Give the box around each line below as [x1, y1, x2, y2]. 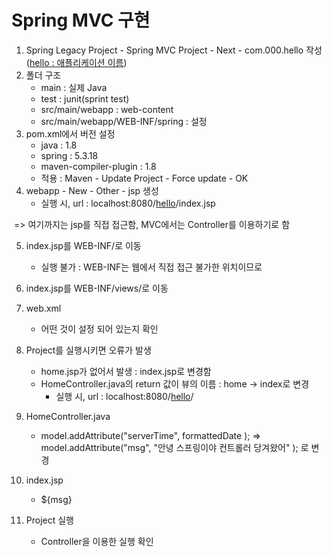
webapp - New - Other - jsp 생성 [25, 184, 159, 196]
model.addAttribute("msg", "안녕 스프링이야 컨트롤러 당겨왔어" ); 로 [40, 441, 309, 453]
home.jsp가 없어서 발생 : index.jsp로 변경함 [40, 365, 212, 377]
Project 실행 [25, 514, 74, 526]
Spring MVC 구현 [11, 9, 151, 32]
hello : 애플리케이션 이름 [29, 56, 124, 68]
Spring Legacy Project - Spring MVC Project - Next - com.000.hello [25, 44, 304, 56]
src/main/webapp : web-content [40, 103, 174, 115]
